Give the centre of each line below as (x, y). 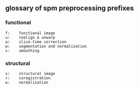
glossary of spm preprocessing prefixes (69, 8)
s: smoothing (22, 51)
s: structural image (30, 73)
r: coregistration (28, 78)
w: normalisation (27, 82)
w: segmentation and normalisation (46, 46)
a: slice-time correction (36, 42)
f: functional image (30, 33)
